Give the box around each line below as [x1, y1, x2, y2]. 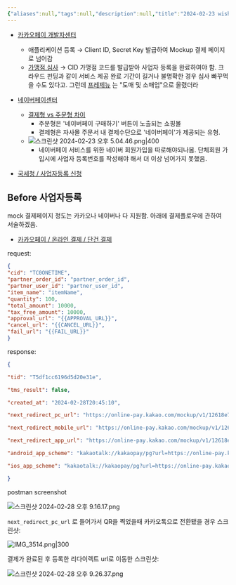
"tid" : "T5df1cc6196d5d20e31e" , [7, 374, 102, 381]
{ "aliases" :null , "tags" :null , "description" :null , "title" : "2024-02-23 [7, 10, 216, 18]
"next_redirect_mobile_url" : [7, 424, 93, 432]
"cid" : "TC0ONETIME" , [7, 270, 71, 277]
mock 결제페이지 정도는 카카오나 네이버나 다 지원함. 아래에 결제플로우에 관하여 [7, 211, 222, 220]
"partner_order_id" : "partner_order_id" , [7, 276, 131, 283]
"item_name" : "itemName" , [7, 289, 83, 296]
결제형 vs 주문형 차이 [27, 110, 86, 119]
